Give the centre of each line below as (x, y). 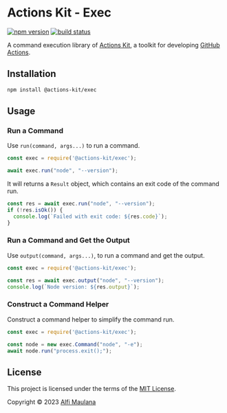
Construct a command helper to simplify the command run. (91, 319)
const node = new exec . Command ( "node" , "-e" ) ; (75, 344)
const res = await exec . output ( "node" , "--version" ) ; (86, 280)
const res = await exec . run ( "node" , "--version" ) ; (81, 204)
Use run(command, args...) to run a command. (74, 146)
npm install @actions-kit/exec (52, 90)
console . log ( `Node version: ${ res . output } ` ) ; (73, 287)
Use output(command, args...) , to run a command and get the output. (106, 255)
